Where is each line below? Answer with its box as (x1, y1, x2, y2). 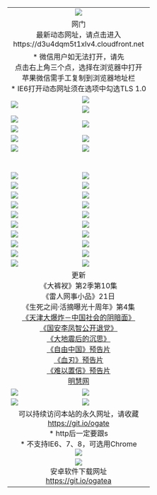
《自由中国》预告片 (46, 344, 111, 354)
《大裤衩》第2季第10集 (40, 281, 118, 291)
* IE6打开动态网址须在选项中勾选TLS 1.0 (11, 83, 146, 93)
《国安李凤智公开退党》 (39, 323, 118, 333)
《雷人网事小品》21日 (42, 291, 115, 301)
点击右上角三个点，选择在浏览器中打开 (14, 62, 143, 72)
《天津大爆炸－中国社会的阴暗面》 (21, 313, 136, 322)
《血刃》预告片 (53, 355, 104, 365)
